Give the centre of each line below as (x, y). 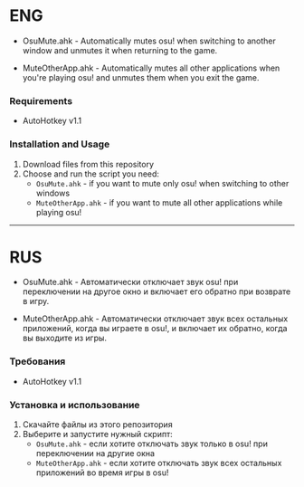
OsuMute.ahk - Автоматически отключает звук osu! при (130, 282)
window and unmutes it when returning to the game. (120, 50)
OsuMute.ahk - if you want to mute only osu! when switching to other (162, 183)
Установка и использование (75, 405)
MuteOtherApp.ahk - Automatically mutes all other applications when (151, 68)
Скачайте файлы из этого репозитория (98, 425)
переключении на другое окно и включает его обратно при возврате (157, 291)
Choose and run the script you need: (91, 174)
